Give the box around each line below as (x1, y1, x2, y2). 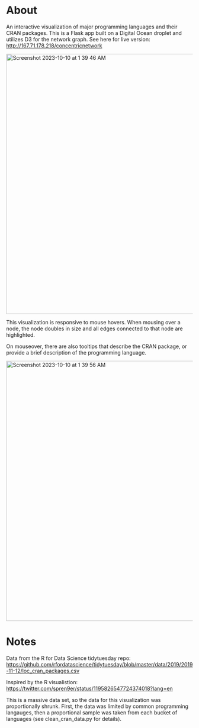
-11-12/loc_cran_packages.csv (6, 667, 80, 674)
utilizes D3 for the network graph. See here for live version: (6, 36, 150, 43)
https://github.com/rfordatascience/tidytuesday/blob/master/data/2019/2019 (6, 661, 193, 668)
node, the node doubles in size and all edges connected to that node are (6, 325, 184, 332)
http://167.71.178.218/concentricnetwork (6, 42, 102, 49)
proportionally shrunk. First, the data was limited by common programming (6, 703, 188, 710)
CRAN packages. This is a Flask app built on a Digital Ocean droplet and (6, 29, 182, 36)
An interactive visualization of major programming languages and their (6, 23, 178, 30)
